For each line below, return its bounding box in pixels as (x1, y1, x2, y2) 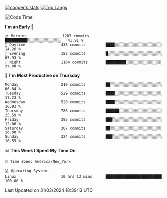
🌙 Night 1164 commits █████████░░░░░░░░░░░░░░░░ (5, 60, 162, 65)
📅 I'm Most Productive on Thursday (5, 72, 80, 78)
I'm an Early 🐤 (5, 24, 34, 30)
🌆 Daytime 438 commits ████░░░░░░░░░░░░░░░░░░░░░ (5, 42, 162, 47)
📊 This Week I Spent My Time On (5, 148, 76, 153)
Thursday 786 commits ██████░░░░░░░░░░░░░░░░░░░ (5, 108, 162, 113)
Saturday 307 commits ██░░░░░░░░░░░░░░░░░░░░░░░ (5, 126, 162, 131)
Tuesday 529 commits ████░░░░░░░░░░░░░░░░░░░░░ (5, 91, 162, 96)
